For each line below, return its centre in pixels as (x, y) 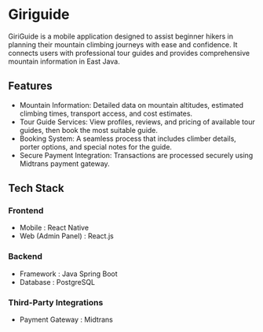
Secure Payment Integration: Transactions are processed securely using (136, 155)
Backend (26, 256)
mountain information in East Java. (64, 61)
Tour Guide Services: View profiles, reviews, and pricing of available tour (137, 122)
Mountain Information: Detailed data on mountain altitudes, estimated (131, 105)
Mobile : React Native (54, 228)
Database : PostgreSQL (57, 282)
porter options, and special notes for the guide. (96, 146)
